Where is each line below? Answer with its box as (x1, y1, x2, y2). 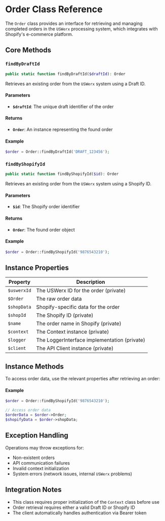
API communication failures (12, 460, 70, 466)
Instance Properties (5, 264, 69, 272)
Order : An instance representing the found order (12, 126, 113, 133)
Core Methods (5, 46, 52, 54)
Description (76, 278, 105, 285)
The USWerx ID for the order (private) (36, 287, 126, 294)
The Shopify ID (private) (36, 312, 94, 319)
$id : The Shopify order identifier (12, 204, 80, 210)
